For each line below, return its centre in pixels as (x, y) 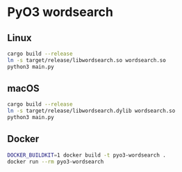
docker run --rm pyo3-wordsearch (56, 162)
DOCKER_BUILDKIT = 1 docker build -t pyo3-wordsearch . (87, 155)
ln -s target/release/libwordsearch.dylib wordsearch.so (91, 111)
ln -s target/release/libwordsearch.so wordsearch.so (87, 60)
